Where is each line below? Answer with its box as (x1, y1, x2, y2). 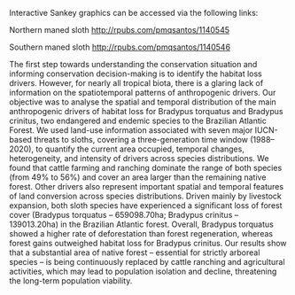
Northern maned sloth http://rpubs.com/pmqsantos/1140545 (9, 25, 230, 35)
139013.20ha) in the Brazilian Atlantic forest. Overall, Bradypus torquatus (9, 219, 275, 229)
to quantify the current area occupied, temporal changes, (35, 144, 245, 154)
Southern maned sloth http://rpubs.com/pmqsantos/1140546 (9, 42, 231, 52)
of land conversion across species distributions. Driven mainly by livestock (9, 190, 282, 201)
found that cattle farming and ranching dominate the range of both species (9, 163, 283, 173)
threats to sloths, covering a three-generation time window (34, 135, 249, 144)
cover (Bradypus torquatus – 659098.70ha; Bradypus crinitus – (9, 210, 239, 220)
